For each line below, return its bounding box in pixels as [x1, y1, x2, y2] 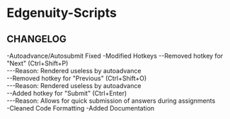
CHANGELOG [6, 33, 67, 45]
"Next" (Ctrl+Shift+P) [6, 59, 69, 68]
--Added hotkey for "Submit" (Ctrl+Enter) [6, 89, 127, 97]
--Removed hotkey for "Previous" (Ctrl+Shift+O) [6, 74, 147, 82]
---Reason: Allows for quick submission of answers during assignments [6, 96, 216, 105]
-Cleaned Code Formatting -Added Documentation [6, 104, 155, 112]
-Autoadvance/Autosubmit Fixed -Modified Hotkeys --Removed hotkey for [6, 51, 224, 60]
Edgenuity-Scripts [6, 5, 117, 21]
